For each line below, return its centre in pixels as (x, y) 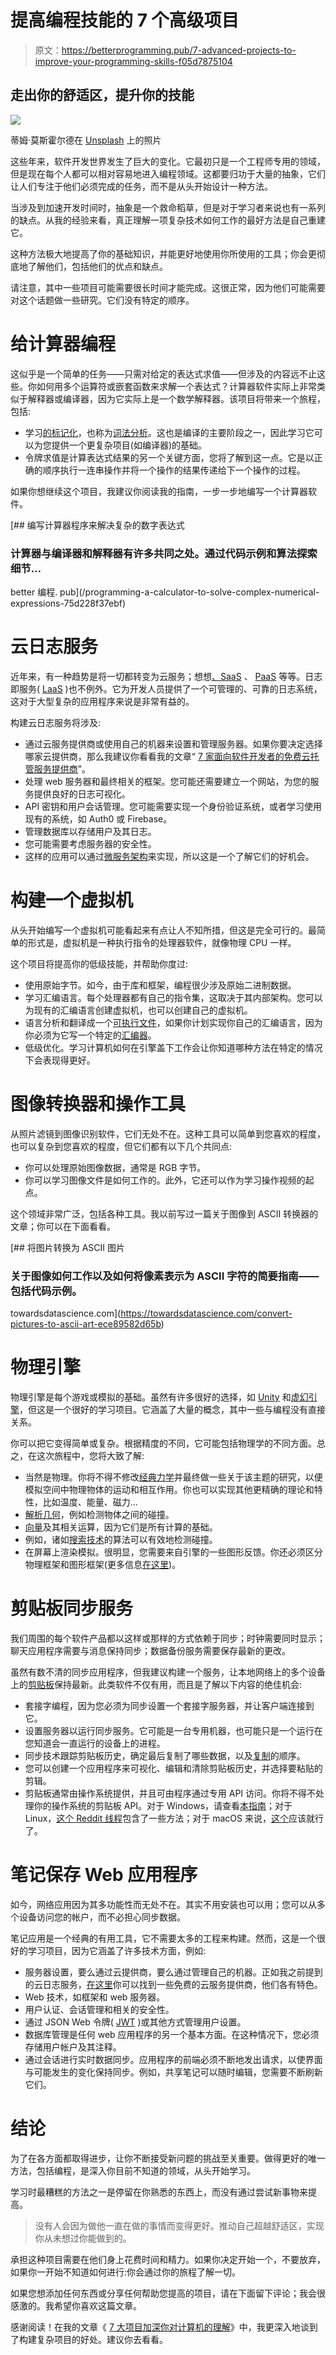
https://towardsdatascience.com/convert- (206, 1313)
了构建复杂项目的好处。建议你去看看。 (89, 2339)
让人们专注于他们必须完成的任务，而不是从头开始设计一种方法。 (141, 186)
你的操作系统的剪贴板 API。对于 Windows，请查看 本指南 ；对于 (163, 1805)
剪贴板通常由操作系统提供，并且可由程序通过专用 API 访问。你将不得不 (170, 1793)
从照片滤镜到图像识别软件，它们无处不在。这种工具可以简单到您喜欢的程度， (168, 1133)
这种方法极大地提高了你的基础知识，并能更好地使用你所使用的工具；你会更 (163, 253)
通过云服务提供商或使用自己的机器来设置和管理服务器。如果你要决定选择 (173, 743)
